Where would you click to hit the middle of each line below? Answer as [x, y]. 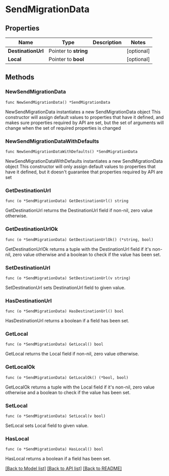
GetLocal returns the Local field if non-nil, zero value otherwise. [72, 354]
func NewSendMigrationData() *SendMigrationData [58, 102]
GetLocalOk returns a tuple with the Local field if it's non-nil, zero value [80, 387]
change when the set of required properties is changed [63, 128]
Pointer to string [68, 51]
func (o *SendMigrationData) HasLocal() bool [54, 449]
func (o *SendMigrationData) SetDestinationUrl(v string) [68, 278]
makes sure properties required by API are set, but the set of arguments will [84, 123]
